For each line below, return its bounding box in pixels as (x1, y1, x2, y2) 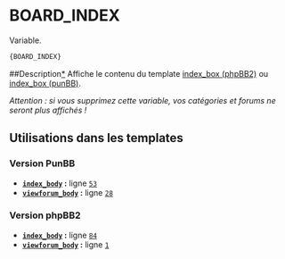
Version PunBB (9, 157, 76, 170)
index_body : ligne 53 (21, 178, 98, 188)
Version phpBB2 (9, 209, 82, 221)
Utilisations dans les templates (9, 130, 184, 146)
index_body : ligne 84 (21, 230, 98, 240)
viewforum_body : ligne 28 (21, 187, 114, 197)
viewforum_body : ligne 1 (21, 238, 110, 250)
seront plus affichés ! (9, 104, 87, 115)
